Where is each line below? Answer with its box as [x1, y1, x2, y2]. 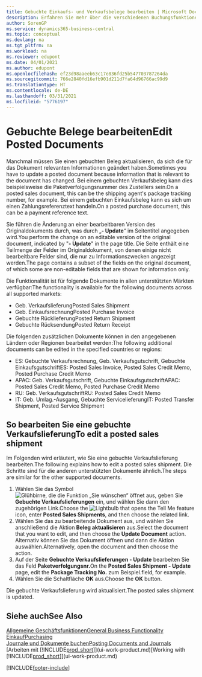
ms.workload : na [6, 48, 47, 54]
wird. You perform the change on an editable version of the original [6, 233, 171, 240]
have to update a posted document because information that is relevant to [6, 170, 190, 178]
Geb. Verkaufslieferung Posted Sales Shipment [14, 301, 130, 309]
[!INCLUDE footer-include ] [6, 664, 70, 672]
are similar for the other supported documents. [6, 473, 122, 481]
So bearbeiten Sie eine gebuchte [6, 419, 131, 429]
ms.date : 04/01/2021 [6, 59, 58, 65]
